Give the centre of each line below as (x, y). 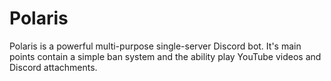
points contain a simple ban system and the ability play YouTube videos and (165, 56)
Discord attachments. (53, 67)
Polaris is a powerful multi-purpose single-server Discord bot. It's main (155, 46)
